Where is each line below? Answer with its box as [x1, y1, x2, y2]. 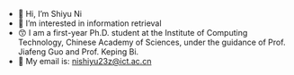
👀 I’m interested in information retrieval [17, 18, 162, 29]
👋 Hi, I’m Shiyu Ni [17, 9, 83, 19]
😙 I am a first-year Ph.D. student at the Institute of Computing [17, 28, 248, 37]
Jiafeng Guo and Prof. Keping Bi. [17, 46, 139, 57]
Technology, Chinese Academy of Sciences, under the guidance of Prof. [17, 37, 286, 47]
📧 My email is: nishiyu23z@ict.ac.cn [17, 56, 152, 66]
